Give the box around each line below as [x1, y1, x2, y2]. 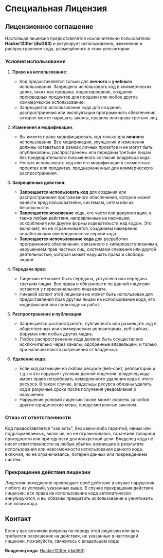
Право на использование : [12, 69, 68, 75]
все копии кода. [5, 500, 38, 506]
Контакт [5, 514, 32, 523]
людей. [19, 257, 35, 263]
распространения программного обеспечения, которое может [19, 194, 151, 201]
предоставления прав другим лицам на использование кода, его [19, 296, 156, 302]
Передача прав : [12, 266, 46, 272]
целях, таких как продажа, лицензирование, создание [19, 89, 133, 95]
